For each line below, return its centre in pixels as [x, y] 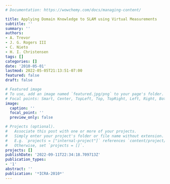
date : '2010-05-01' [26, 66]
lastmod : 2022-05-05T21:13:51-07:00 [44, 71]
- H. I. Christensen [27, 52]
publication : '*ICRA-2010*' [35, 173]
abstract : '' [19, 169]
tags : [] [14, 57]
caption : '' [23, 108]
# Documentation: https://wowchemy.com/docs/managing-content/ [73, 10]
